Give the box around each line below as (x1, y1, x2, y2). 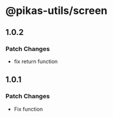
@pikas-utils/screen (5, 4, 108, 17)
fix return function (13, 58, 58, 65)
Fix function (13, 105, 43, 112)
